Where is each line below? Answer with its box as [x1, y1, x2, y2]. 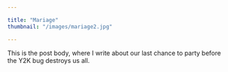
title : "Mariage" [7, 16, 59, 23]
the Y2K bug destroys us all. [7, 56, 90, 64]
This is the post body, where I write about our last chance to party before [7, 49, 222, 57]
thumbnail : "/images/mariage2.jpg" [7, 23, 113, 30]
